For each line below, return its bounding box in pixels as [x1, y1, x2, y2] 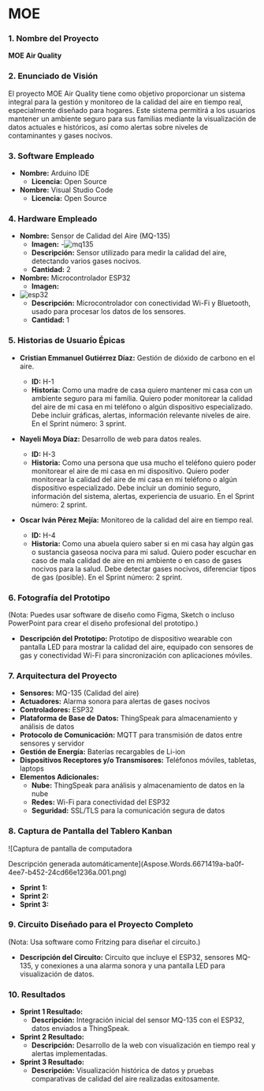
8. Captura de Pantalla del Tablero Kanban [8, 825, 173, 836]
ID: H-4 [31, 530, 57, 540]
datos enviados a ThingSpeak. [31, 1024, 130, 1033]
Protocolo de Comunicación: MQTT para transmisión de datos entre [19, 730, 243, 740]
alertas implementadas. [31, 1049, 108, 1059]
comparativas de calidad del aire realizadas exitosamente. [31, 1074, 221, 1084]
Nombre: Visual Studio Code [19, 185, 113, 194]
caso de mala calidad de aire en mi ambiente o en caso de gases [31, 555, 242, 565]
